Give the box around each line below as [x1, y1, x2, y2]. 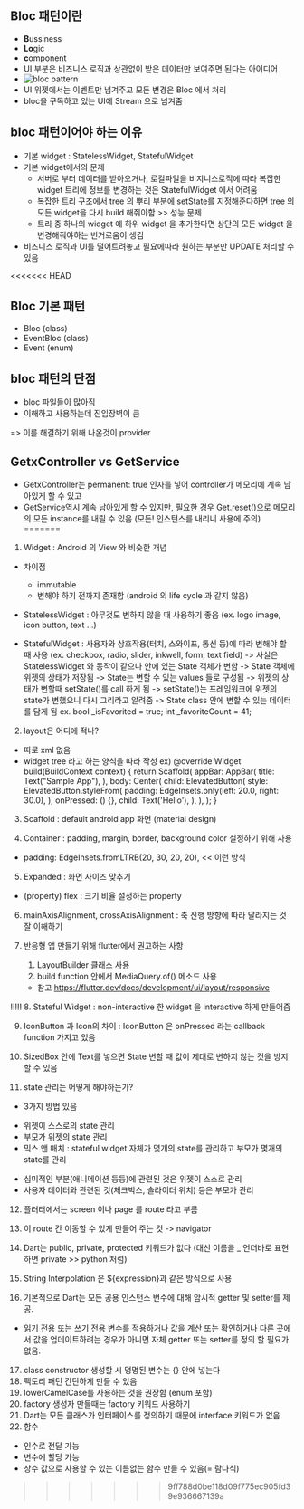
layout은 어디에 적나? [23, 725, 100, 736]
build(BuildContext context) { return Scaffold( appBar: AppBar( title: [23, 766, 275, 777]
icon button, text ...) [23, 619, 98, 631]
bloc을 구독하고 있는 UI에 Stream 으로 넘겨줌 [23, 95, 184, 106]
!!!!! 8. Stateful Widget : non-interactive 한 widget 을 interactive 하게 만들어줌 [10, 1001, 291, 1012]
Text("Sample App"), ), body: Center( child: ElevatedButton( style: [23, 776, 269, 787]
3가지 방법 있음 [23, 1101, 78, 1112]
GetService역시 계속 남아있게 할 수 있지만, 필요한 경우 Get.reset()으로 [23, 501, 271, 513]
